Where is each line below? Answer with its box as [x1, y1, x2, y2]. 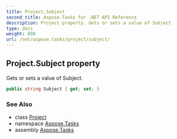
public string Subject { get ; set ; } [6, 86, 100, 92]
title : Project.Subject [6, 8, 65, 15]
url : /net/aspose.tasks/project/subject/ [6, 36, 110, 42]
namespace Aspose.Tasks [14, 120, 79, 127]
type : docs [6, 25, 33, 32]
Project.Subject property [6, 58, 100, 69]
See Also [6, 100, 33, 108]
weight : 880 [6, 31, 36, 37]
